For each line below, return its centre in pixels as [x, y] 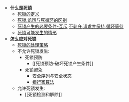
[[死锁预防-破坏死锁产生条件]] [63, 63]
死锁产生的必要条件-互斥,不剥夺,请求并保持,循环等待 [70, 26]
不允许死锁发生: [33, 51]
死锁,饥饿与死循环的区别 [42, 20]
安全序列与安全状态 [52, 76]
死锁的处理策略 [33, 45]
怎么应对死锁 [23, 39]
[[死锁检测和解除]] [43, 94]
